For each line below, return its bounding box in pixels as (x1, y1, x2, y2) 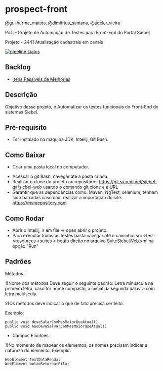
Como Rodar (5, 214, 44, 222)
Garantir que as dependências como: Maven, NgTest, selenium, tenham (12, 189, 158, 195)
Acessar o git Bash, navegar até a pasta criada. (12, 173, 109, 179)
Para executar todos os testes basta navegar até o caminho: (12, 233, 135, 238)
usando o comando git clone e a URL (42, 184, 119, 190)
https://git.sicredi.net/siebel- (98, 179, 157, 185)
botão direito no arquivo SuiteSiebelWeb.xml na (57, 238, 154, 244)
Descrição (5, 91, 38, 99)
